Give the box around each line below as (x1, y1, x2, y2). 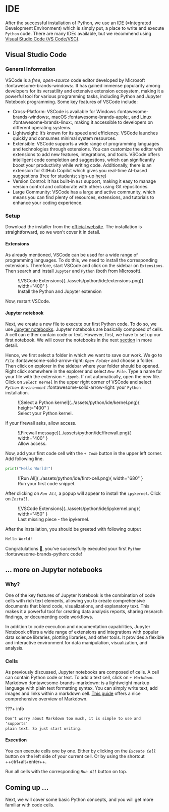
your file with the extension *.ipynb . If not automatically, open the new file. (5, 374, 160, 380)
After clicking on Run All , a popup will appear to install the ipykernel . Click (5, 490, 161, 496)
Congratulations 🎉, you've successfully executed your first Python (5, 546, 142, 552)
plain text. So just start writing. (5, 726, 82, 731)
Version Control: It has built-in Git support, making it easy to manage (12, 178, 156, 184)
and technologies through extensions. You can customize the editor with (12, 146, 163, 152)
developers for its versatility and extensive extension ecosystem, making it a (5, 88, 164, 94)
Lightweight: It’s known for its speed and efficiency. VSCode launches (12, 130, 158, 136)
